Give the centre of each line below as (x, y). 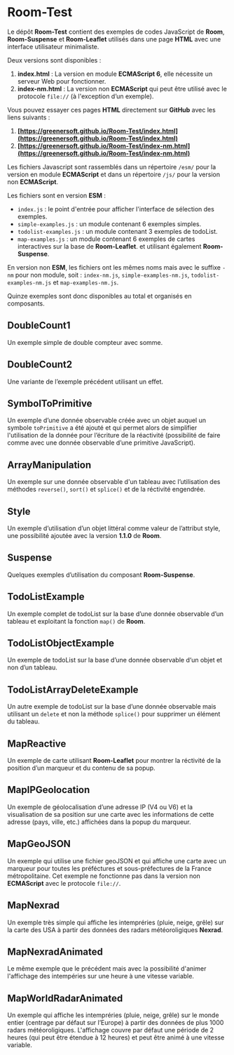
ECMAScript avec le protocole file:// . (64, 883)
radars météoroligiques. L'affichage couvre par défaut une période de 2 (111, 1030)
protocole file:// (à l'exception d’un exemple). (85, 96)
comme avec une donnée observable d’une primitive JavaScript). (101, 443)
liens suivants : (29, 117)
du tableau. (23, 721)
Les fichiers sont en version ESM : (57, 195)
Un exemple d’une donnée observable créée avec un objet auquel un (107, 420)
